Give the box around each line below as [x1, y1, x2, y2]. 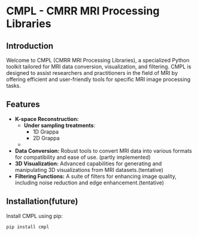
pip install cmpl [6, 223, 50, 230]
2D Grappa [32, 134, 60, 141]
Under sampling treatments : [23, 122, 96, 129]
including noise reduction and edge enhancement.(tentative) [14, 178, 165, 186]
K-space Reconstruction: [14, 115, 79, 122]
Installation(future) [6, 196, 78, 207]
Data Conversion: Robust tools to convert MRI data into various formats [14, 147, 193, 154]
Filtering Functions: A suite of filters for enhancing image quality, [14, 173, 176, 180]
